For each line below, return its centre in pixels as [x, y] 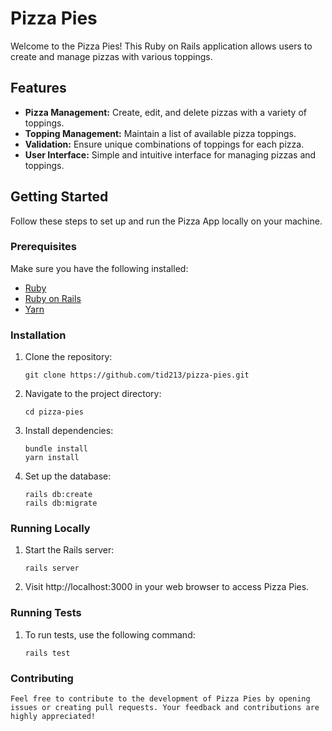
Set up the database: [68, 476]
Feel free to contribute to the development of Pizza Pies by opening [160, 699]
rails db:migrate [61, 503]
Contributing [42, 678]
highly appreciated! [53, 717]
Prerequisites [43, 247]
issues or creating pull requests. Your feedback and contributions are [165, 708]
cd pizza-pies [54, 412]
